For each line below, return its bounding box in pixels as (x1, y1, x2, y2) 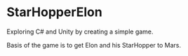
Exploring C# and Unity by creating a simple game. (6, 27, 154, 36)
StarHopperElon (6, 4, 102, 20)
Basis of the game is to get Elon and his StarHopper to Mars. (6, 41, 182, 49)
